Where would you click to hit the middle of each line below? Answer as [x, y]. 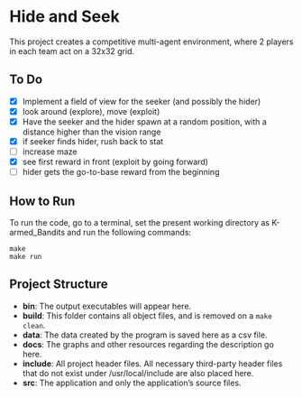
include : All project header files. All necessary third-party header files [152, 364]
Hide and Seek [64, 17]
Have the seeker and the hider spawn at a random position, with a [145, 121]
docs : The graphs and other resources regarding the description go [148, 344]
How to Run [42, 201]
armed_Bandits [37, 232]
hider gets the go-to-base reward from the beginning [121, 172]
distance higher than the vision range [92, 132]
